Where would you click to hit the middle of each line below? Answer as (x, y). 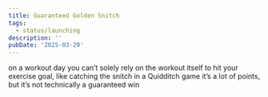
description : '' (35, 38)
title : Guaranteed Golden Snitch (64, 16)
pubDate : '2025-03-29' (46, 45)
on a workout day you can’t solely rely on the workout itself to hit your (123, 68)
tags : (17, 23)
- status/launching (48, 30)
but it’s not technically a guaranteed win (74, 85)
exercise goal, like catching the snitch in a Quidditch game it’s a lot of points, (134, 76)
